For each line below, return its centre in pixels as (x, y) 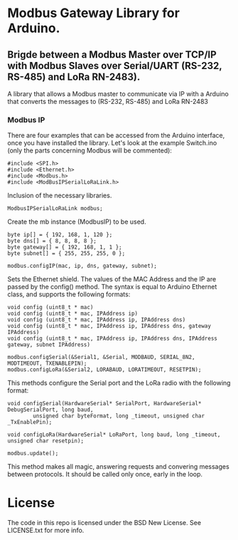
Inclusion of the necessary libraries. (60, 196)
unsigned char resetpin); (45, 441)
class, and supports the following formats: (69, 294)
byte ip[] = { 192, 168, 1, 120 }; (60, 235)
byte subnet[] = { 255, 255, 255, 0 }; (66, 254)
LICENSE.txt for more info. (46, 530)
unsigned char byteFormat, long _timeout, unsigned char (119, 416)
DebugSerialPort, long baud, (50, 410)
